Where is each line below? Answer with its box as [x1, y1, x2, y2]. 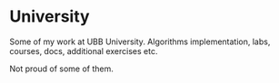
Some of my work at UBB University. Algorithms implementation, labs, [9, 36, 271, 47]
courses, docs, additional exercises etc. [9, 45, 158, 56]
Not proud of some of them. [9, 63, 114, 74]
